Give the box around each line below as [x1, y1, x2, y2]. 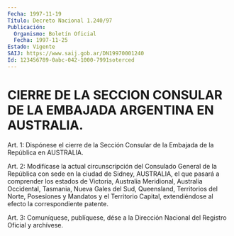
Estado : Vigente [7, 43, 55, 50]
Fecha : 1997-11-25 [13, 37, 69, 44]
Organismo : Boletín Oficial [13, 30, 97, 38]
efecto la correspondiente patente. [7, 199, 108, 208]
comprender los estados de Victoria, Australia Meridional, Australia [7, 176, 204, 185]
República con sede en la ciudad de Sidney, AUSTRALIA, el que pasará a [7, 169, 220, 178]
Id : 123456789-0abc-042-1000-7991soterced [7, 57, 135, 64]
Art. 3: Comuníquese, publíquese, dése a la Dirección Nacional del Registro [7, 213, 227, 222]
